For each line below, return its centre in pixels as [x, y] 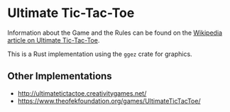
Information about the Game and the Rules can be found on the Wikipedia [115, 33]
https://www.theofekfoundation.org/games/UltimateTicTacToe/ [109, 101]
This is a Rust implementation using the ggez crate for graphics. [100, 54]
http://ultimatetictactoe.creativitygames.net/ [82, 93]
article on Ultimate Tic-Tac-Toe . [54, 40]
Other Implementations [60, 76]
